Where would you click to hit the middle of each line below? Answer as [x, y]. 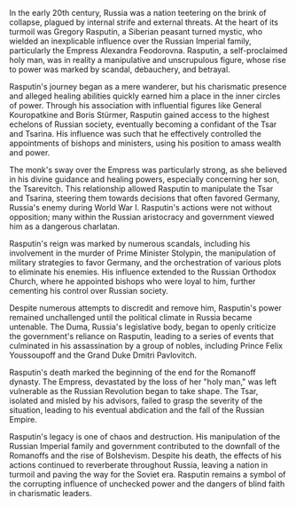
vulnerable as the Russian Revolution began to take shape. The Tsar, [134, 391]
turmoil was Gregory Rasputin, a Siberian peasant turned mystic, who [136, 32]
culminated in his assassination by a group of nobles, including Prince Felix [146, 346]
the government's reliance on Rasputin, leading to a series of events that [142, 336]
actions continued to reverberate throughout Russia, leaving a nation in [139, 465]
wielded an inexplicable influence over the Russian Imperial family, [130, 41]
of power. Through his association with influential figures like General [136, 105]
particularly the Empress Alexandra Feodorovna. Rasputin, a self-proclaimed [148, 51]
